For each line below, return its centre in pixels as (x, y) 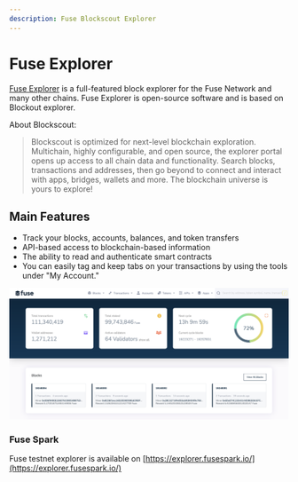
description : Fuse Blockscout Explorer (83, 19)
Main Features (50, 216)
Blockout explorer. (42, 107)
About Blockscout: (43, 124)
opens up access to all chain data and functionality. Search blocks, (153, 161)
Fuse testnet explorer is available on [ (78, 459)
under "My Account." (60, 276)
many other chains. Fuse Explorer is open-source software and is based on (146, 98)
